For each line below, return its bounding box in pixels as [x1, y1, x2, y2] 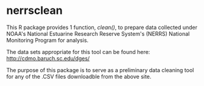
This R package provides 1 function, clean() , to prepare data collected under [6, 24, 198, 31]
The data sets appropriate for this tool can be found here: [6, 48, 150, 55]
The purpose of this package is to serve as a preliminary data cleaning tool [6, 66, 194, 73]
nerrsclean [6, 4, 63, 18]
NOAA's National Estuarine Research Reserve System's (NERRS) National [6, 30, 190, 37]
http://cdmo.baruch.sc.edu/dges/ [6, 55, 90, 62]
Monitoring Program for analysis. [6, 36, 89, 44]
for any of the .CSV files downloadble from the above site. [6, 73, 152, 80]
